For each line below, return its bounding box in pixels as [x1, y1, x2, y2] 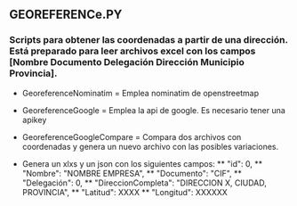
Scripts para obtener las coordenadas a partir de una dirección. [9, 34, 288, 46]
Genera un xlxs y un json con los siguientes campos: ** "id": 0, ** [21, 158, 263, 169]
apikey [21, 114, 47, 125]
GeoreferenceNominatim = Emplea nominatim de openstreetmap [21, 87, 260, 98]
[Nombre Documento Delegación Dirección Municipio [9, 56, 245, 69]
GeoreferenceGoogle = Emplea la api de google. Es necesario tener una [21, 104, 286, 115]
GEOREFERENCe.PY [9, 7, 123, 22]
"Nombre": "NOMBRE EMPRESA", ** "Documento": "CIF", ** [21, 168, 243, 178]
